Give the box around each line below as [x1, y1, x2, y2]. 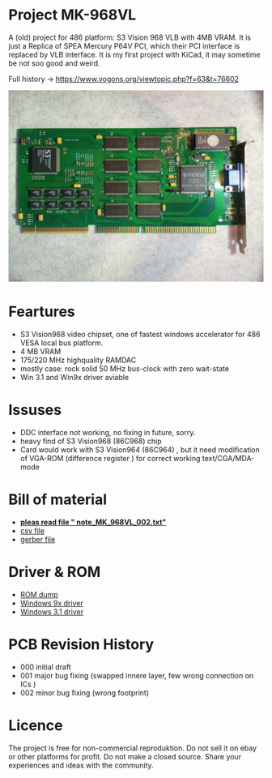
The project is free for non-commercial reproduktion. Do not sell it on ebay [8, 743, 257, 753]
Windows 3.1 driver [19, 606, 83, 617]
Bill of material [8, 490, 108, 508]
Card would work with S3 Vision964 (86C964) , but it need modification [19, 444, 261, 455]
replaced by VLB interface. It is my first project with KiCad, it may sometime [8, 49, 261, 59]
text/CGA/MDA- [202, 453, 255, 463]
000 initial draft [19, 662, 71, 672]
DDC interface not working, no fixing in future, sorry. [19, 427, 196, 437]
